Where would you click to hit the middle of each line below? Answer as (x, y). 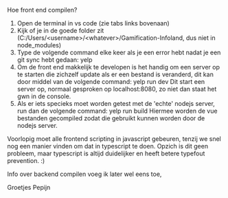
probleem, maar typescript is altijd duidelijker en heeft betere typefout (106, 153)
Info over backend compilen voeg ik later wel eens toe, (84, 174)
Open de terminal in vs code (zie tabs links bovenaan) (93, 23)
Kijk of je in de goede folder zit (60, 31)
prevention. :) (26, 161)
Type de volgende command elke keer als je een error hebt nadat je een (119, 52)
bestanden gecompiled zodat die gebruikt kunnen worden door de (111, 118)
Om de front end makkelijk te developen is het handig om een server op (118, 67)
